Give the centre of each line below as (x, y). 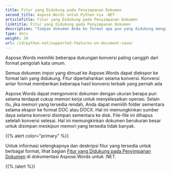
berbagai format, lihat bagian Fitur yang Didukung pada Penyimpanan (78, 151)
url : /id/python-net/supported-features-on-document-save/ (69, 43)
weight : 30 (17, 39)
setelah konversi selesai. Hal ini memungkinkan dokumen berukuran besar (83, 121)
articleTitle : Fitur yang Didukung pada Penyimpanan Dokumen (72, 19)
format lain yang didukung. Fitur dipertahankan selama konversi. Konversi (82, 78)
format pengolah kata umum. (36, 63)
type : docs (17, 34)
